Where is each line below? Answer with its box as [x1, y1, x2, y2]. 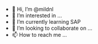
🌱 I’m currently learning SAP [11, 18, 81, 25]
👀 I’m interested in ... [11, 12, 62, 19]
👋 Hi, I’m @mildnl [11, 6, 53, 12]
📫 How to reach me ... [11, 32, 67, 38]
